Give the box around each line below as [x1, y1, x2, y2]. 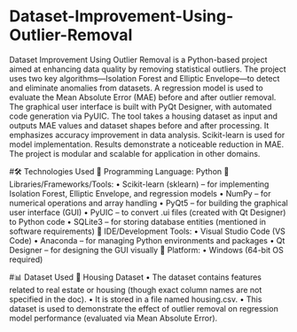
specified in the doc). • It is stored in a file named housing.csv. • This [9, 294, 262, 305]
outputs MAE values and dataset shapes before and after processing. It [9, 120, 270, 130]
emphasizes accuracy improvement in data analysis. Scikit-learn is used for [9, 129, 285, 140]
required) [9, 254, 43, 265]
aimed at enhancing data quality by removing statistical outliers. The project [9, 64, 286, 74]
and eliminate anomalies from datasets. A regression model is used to [9, 82, 263, 93]
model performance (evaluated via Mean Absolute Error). [9, 313, 218, 323]
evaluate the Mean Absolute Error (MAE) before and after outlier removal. [9, 91, 277, 103]
